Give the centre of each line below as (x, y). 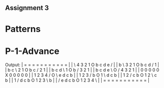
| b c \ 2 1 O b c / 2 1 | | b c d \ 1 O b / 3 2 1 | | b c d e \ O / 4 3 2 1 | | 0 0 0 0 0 (82, 70)
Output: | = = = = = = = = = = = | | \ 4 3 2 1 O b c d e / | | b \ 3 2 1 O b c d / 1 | (82, 65)
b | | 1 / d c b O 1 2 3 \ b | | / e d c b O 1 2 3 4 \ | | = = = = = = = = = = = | (77, 80)
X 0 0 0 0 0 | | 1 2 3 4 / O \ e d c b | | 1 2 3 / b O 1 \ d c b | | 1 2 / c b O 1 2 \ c (81, 75)
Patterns (23, 29)
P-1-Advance (32, 51)
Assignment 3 (27, 8)
